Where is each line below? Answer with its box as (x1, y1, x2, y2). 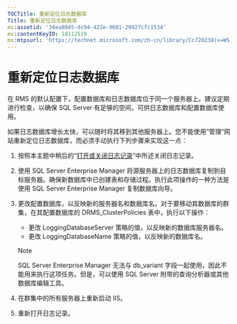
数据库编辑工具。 (17, 279, 68, 288)
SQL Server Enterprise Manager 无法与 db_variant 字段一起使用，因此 (17, 261, 221, 270)
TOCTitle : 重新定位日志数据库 (7, 10, 87, 18)
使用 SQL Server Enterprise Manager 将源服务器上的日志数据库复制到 (17, 166, 221, 175)
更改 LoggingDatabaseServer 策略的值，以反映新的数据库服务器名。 (28, 223, 228, 232)
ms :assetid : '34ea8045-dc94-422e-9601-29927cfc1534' (7, 23, 167, 31)
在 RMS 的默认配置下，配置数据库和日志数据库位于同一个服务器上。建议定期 (7, 94, 230, 103)
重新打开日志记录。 (17, 309, 75, 318)
